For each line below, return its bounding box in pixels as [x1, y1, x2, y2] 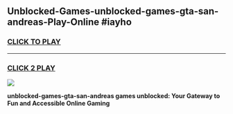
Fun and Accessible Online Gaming [7, 99, 110, 107]
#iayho [101, 17, 132, 28]
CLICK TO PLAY [7, 37, 61, 47]
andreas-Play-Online [7, 17, 100, 28]
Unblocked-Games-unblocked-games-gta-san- [7, 6, 219, 17]
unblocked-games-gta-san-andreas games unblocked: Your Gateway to [7, 91, 221, 99]
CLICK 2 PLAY [7, 63, 55, 73]
